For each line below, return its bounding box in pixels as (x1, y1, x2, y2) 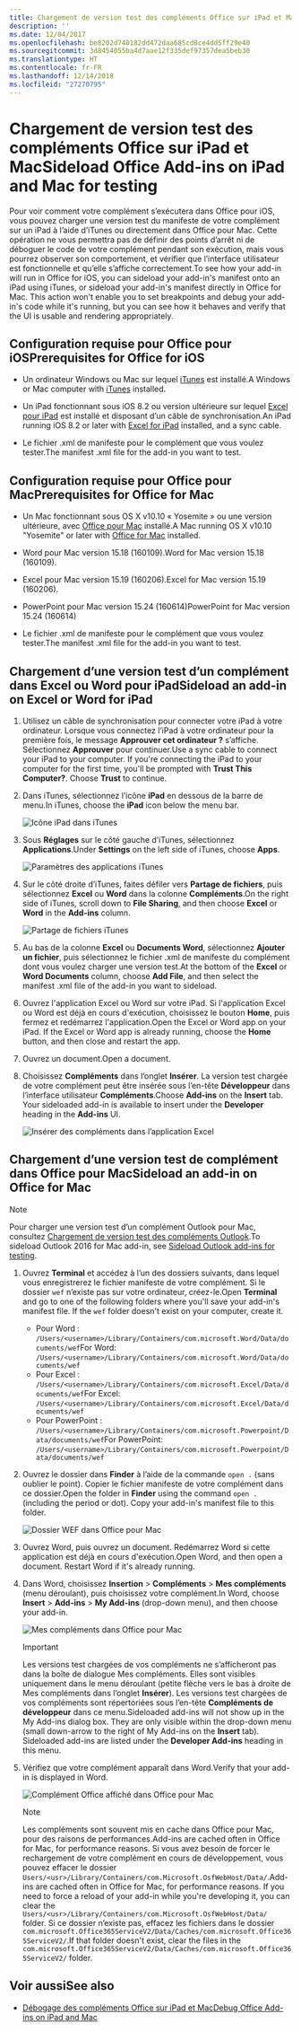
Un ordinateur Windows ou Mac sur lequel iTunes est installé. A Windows (21, 374, 291, 385)
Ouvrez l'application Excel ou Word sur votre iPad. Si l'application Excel (21, 998, 286, 1008)
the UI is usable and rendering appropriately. (9, 311, 174, 321)
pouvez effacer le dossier (21, 1861, 117, 1872)
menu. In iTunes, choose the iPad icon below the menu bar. (21, 800, 239, 810)
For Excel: (83, 1388, 121, 1398)
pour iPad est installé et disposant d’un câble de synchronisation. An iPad (21, 410, 291, 422)
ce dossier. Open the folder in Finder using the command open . (21, 1487, 258, 1499)
